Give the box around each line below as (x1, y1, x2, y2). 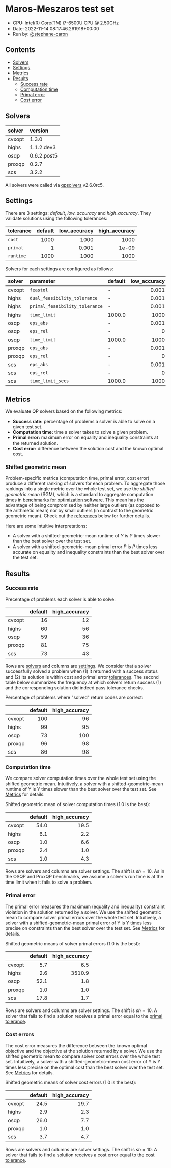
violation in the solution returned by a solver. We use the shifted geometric (5, 909, 161, 915)
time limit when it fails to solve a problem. (5, 879, 93, 885)
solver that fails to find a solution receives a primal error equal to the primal (5, 1013, 163, 1019)
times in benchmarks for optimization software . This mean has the (5, 497, 144, 503)
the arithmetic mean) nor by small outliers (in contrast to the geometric (5, 508, 154, 514)
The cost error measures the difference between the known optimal (5, 1043, 148, 1049)
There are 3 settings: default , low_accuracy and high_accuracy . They (5, 210, 151, 216)
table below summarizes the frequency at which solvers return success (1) (5, 679, 161, 686)
